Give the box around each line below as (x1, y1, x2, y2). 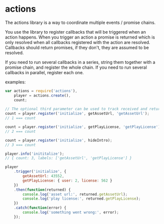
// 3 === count (5, 143, 36, 147)
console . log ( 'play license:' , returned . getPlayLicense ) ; (22, 196, 141, 201)
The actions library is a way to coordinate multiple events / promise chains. (5, 20, 156, 25)
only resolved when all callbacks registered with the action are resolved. (5, 39, 150, 45)
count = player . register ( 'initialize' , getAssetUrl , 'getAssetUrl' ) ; (5, 111, 150, 116)
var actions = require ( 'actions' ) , (5, 88, 78, 93)
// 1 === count (5, 116, 36, 121)
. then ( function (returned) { (14, 187, 71, 192)
